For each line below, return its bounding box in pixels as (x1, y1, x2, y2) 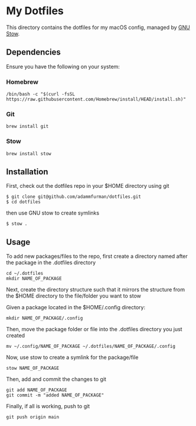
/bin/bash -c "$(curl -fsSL (6, 91, 76, 97)
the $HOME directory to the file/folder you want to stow (6, 292, 142, 300)
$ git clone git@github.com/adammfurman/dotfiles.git (6, 194, 142, 200)
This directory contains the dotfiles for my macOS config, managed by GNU (6, 24, 190, 31)
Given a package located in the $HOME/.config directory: (6, 304, 146, 311)
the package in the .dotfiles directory (6, 259, 96, 266)
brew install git (6, 123, 49, 130)
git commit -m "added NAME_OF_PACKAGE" (6, 392, 104, 398)
